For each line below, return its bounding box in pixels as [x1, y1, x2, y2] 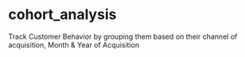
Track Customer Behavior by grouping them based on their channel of [8, 32, 238, 41]
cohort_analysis [8, 6, 117, 24]
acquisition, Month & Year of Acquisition [8, 40, 140, 49]
